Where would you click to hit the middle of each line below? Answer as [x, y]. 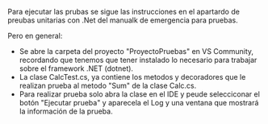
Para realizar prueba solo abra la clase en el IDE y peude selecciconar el [139, 94]
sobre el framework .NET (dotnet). [76, 68]
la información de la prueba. [66, 111]
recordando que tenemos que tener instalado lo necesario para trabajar [138, 60]
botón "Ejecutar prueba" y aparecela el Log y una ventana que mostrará [139, 103]
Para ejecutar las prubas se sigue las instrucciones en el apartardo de [124, 12]
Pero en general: [35, 36]
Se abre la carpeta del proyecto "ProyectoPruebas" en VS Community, [136, 51]
